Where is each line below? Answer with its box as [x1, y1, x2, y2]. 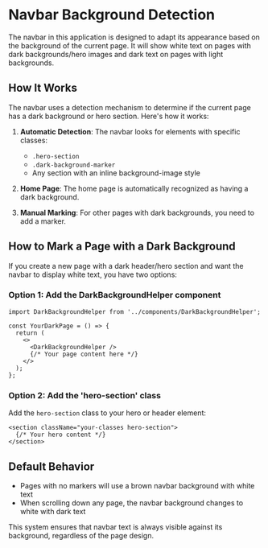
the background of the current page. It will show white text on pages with [8, 40, 252, 50]
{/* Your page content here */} [29, 350, 138, 358]
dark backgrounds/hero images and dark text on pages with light [8, 49, 224, 59]
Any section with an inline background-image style [31, 167, 201, 178]
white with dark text [19, 506, 86, 516]
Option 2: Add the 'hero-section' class [8, 389, 161, 401]
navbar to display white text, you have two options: [8, 270, 177, 279]
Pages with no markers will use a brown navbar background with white [19, 480, 255, 490]
